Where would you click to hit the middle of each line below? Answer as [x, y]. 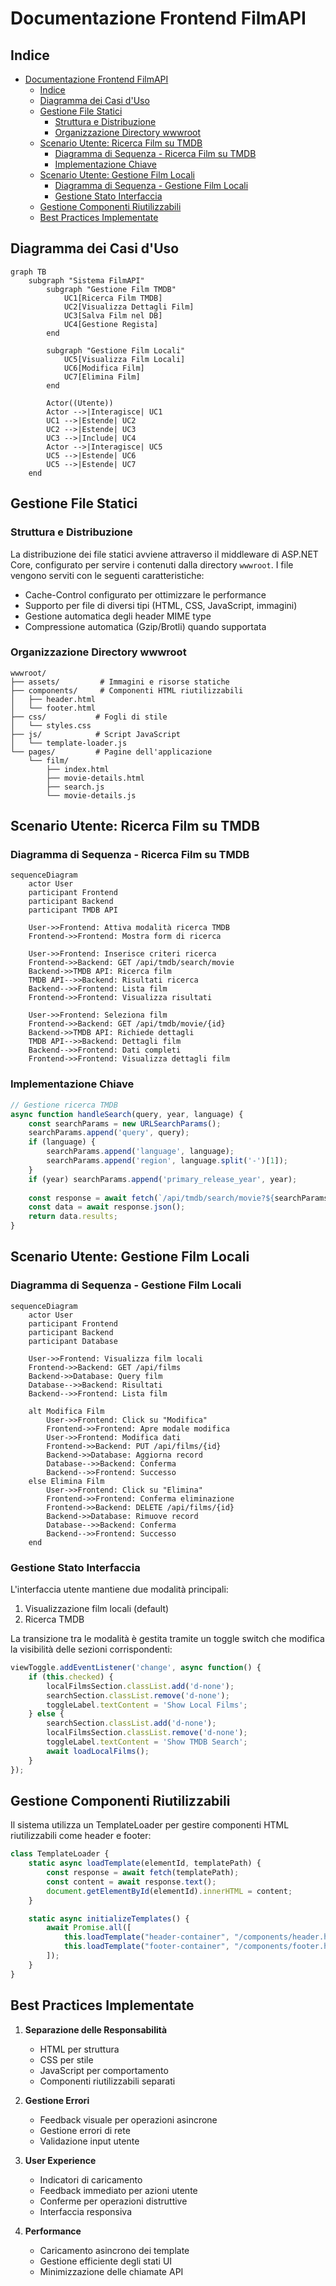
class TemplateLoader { [60, 1854]
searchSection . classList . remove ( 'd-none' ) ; [138, 1695]
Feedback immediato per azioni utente [118, 2190]
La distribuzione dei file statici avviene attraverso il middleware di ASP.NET [164, 554]
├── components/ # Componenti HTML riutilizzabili [127, 690]
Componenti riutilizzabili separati [107, 2081]
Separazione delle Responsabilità [96, 2029]
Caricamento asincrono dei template [114, 2250]
